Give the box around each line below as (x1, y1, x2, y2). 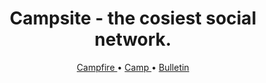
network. (94, 28, 172, 51)
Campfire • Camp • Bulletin (76, 61, 190, 73)
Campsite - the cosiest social (9, 7, 257, 30)
